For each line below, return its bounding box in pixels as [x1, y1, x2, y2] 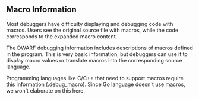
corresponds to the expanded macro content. [6, 32, 118, 40]
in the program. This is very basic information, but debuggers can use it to [6, 50, 188, 58]
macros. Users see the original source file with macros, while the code [6, 27, 179, 34]
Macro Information [6, 5, 77, 15]
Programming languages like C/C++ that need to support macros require [6, 74, 184, 81]
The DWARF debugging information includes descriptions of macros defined [6, 44, 193, 51]
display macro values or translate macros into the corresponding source [6, 57, 182, 64]
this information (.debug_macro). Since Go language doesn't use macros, [6, 81, 185, 88]
